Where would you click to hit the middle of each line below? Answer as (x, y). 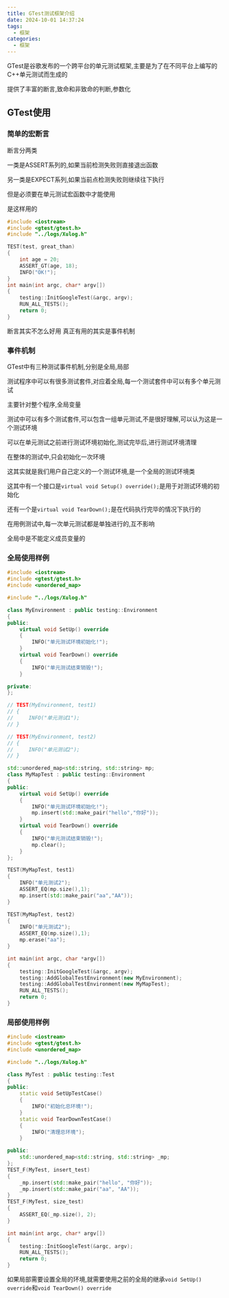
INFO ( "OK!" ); (38, 272)
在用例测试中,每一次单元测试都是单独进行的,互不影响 (81, 524)
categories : (24, 39)
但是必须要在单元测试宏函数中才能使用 (61, 194)
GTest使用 (29, 113)
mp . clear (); (49, 845)
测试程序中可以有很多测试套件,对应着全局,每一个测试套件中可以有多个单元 (111, 381)
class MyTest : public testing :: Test (61, 1074)
